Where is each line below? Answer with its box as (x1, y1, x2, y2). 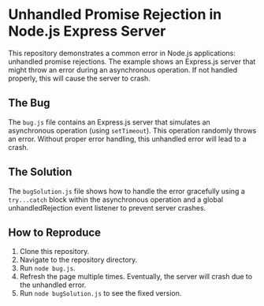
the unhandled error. (19, 280, 87, 289)
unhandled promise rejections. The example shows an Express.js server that (8, 57, 256, 66)
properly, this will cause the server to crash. (8, 73, 151, 83)
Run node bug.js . (19, 263, 76, 273)
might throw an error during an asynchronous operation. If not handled (8, 65, 238, 74)
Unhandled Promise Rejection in (8, 6, 222, 24)
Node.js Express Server (8, 22, 166, 40)
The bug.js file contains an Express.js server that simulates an (8, 117, 210, 127)
